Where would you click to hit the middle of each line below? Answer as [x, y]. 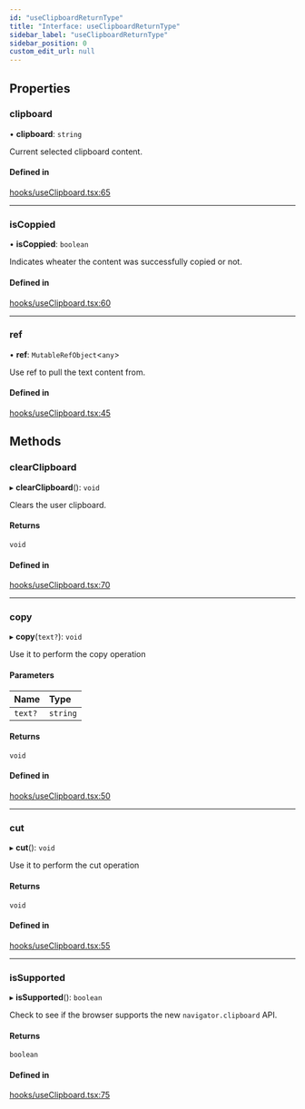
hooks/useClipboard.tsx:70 [60, 585]
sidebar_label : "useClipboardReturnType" [89, 34]
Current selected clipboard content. [76, 152]
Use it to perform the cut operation [74, 865]
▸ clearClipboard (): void [54, 487]
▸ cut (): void [32, 848]
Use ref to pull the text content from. [78, 372]
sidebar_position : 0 [49, 43]
